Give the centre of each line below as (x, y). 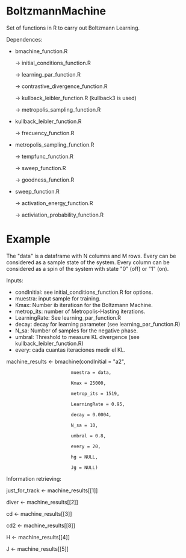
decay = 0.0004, (91, 414)
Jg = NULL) (84, 468)
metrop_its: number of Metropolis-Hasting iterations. (80, 311)
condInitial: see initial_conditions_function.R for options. (84, 292)
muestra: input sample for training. (58, 298)
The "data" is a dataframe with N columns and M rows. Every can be (91, 256)
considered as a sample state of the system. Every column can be (88, 262)
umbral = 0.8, (88, 436)
